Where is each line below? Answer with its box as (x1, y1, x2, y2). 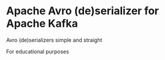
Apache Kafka (6, 17, 79, 30)
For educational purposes (6, 48, 70, 55)
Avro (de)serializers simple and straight (6, 36, 102, 43)
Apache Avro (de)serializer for (6, 4, 159, 18)
